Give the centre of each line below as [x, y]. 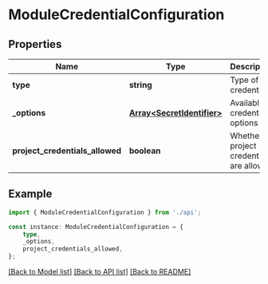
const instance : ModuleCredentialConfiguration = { [96, 227]
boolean [145, 151]
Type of [244, 80]
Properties [35, 44]
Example [30, 194]
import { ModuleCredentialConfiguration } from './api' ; [105, 212]
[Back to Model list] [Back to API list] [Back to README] [100, 272]
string [141, 85]
